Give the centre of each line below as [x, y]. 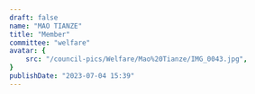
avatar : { [28, 51]
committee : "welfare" [50, 43]
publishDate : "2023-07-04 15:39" [72, 76]
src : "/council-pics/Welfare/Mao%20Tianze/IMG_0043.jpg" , [137, 59]
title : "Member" [40, 34]
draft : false [34, 17]
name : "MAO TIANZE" [46, 26]
